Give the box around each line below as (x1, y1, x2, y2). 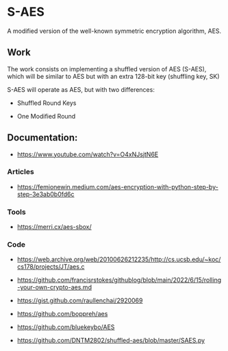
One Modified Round (16, 112, 76, 120)
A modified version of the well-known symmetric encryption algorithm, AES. (7, 27, 222, 35)
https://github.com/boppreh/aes (16, 310, 108, 318)
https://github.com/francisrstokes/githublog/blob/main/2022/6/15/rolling (16, 276, 222, 285)
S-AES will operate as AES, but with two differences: (7, 85, 155, 93)
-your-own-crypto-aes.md (16, 283, 92, 291)
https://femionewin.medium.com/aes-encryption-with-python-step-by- (16, 182, 219, 191)
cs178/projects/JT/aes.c (16, 263, 85, 271)
